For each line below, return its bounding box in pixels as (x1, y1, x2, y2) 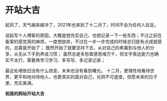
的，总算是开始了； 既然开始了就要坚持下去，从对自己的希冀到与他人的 (5, 45, 150, 50)
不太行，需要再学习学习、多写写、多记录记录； (9, 57, 105, 63)
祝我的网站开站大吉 (5, 90, 45, 97)
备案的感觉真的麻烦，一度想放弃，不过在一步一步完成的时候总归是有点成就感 (5, 38, 162, 45)
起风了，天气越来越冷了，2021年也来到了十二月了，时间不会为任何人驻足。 (5, 22, 159, 28)
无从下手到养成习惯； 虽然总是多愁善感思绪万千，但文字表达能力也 (18, 50, 155, 57)
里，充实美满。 (5, 80, 36, 86)
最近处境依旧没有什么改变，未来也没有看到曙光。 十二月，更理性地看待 (5, 67, 150, 73)
